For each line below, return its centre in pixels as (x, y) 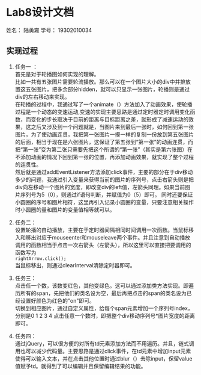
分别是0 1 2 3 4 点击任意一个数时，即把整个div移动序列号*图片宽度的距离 (105, 315)
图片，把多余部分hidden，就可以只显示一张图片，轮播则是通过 (113, 89)
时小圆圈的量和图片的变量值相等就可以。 (65, 209)
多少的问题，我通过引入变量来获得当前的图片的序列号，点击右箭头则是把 (104, 179)
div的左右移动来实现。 (42, 96)
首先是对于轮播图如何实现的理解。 (57, 74)
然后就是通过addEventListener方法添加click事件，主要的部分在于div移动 (104, 172)
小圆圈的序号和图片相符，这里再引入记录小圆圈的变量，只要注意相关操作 (104, 202)
